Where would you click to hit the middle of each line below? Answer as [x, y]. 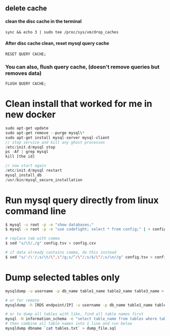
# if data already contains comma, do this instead [61, 253]
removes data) [24, 73]
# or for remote [22, 300]
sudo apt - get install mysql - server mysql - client [57, 138]
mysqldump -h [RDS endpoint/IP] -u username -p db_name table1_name [79, 305]
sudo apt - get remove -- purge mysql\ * [45, 133]
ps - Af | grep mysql [27, 152]
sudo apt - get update [27, 128]
